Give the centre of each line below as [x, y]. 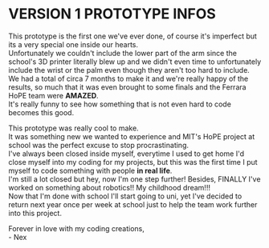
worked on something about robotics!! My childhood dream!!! [110, 187]
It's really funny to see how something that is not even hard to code [120, 104]
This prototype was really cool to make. [73, 128]
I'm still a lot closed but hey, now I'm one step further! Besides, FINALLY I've [134, 179]
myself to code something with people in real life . [90, 170]
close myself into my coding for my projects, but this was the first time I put [133, 162]
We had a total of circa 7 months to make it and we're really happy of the [128, 78]
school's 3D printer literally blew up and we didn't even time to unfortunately [135, 62]
